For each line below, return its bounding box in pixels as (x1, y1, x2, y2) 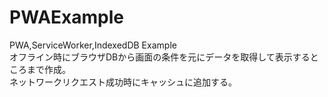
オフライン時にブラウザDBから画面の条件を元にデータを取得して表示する (9, 51, 311, 63)
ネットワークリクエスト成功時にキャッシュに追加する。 (9, 76, 237, 88)
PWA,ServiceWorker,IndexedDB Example (9, 39, 177, 51)
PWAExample (9, 6, 125, 29)
